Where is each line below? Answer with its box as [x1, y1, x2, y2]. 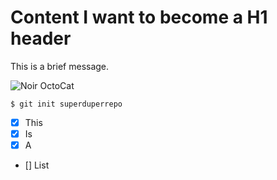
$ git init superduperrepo [10, 99, 123, 109]
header [10, 27, 72, 50]
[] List [24, 159, 50, 171]
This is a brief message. [10, 60, 110, 72]
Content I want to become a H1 [10, 6, 268, 29]
